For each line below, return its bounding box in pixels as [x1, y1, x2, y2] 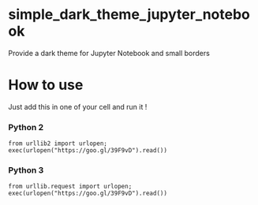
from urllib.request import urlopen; [8, 183, 133, 191]
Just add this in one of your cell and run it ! [8, 102, 148, 111]
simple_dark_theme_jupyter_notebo [8, 6, 250, 24]
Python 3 [8, 165, 44, 176]
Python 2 [8, 121, 44, 132]
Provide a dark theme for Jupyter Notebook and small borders [8, 48, 211, 58]
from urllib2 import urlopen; [8, 140, 108, 147]
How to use [8, 76, 84, 94]
